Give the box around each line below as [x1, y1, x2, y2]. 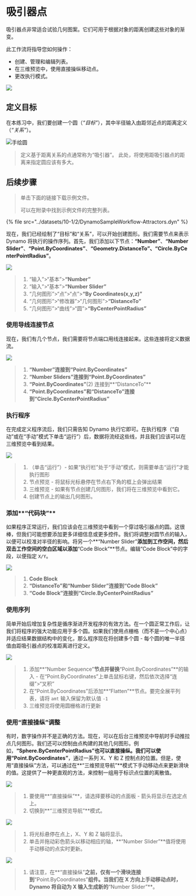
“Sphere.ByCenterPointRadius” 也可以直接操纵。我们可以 [16, 747, 156, 754]
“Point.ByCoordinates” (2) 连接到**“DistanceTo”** [29, 380, 152, 387]
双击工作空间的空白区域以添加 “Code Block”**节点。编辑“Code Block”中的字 [6, 545, 188, 552]
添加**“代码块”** [6, 509, 56, 517]
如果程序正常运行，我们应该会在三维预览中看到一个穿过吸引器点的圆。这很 [6, 523, 185, 530]
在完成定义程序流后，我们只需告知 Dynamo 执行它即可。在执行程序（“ [6, 425, 174, 433]
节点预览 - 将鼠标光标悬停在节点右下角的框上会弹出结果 [29, 478, 162, 486]
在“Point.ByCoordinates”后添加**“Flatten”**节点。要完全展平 [29, 687, 176, 694]
